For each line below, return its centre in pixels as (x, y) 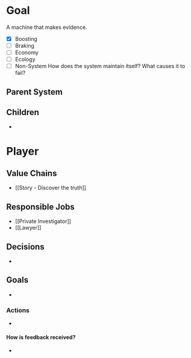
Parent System (35, 92)
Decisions (25, 247)
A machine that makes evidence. (47, 27)
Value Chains (32, 173)
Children (23, 112)
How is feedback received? (41, 337)
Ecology (25, 59)
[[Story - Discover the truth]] (50, 188)
